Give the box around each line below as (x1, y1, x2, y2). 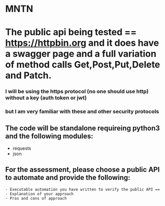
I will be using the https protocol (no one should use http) (5, 88, 149, 95)
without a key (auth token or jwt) (5, 94, 87, 101)
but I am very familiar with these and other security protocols (5, 108, 159, 115)
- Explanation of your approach (5, 191, 74, 196)
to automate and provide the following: (5, 173, 130, 182)
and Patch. (5, 70, 52, 82)
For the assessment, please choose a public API (5, 165, 160, 174)
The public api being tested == (5, 27, 137, 38)
